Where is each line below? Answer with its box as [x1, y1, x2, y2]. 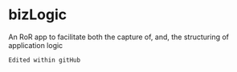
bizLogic [8, 6, 67, 24]
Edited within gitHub [8, 56, 81, 64]
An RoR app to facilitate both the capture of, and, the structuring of [8, 32, 229, 42]
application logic [8, 40, 63, 50]
